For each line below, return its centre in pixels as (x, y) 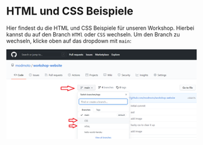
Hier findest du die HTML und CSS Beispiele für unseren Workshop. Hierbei (100, 28)
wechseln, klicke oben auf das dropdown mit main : (69, 41)
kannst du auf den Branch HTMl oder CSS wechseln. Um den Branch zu (93, 34)
